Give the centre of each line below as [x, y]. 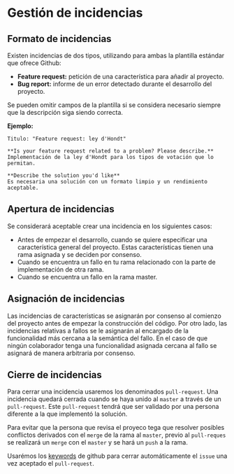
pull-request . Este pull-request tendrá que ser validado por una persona [113, 407]
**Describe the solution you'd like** [64, 176]
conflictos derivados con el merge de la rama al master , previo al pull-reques [117, 435]
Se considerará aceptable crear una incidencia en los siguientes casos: [110, 226]
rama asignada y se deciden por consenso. [79, 254]
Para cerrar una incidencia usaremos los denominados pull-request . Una [113, 392]
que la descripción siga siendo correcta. [65, 112]
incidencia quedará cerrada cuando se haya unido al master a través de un [114, 399]
